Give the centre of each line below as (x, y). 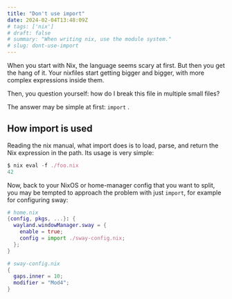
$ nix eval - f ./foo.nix (43, 165)
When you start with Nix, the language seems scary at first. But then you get (116, 65)
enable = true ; (42, 232)
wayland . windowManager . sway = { (60, 226)
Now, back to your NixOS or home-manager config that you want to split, (111, 185)
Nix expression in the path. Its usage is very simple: (81, 152)
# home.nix (23, 212)
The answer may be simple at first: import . (69, 107)
